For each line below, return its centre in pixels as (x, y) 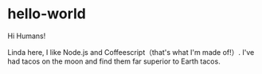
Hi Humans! (27, 36)
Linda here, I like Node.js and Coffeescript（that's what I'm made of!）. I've (131, 52)
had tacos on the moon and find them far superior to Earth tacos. (114, 61)
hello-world (47, 14)
